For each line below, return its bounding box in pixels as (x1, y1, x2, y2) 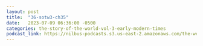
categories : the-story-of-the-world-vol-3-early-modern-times (6, 25, 166, 32)
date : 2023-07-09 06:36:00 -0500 (6, 20, 96, 26)
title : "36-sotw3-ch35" (6, 14, 69, 20)
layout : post (6, 8, 39, 15)
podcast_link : (6, 31, 42, 37)
